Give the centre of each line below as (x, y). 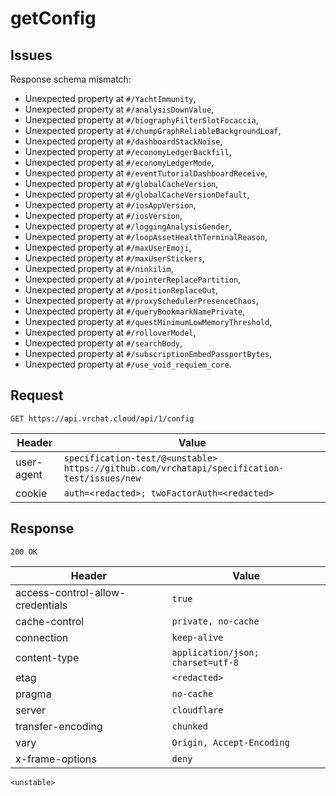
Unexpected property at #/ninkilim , (99, 268)
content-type (47, 657)
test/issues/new (102, 478)
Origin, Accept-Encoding (230, 742)
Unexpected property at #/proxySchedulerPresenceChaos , (141, 300)
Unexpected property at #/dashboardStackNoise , (123, 141)
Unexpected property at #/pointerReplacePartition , (133, 279)
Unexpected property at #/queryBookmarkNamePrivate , (135, 311)
